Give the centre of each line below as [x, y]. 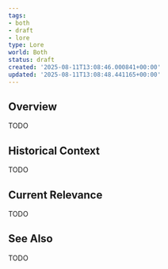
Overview [33, 107]
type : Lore [26, 45]
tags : [17, 15]
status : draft [32, 60]
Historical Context [54, 150]
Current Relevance [55, 195]
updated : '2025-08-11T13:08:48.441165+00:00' [84, 75]
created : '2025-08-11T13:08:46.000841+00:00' [84, 67]
